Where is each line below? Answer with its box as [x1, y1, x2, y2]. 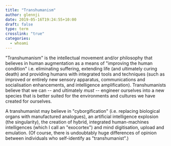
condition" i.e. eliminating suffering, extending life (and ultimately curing [5, 65, 158, 71]
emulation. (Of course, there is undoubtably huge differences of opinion [5, 130, 157, 136]
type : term [5, 27, 29, 32]
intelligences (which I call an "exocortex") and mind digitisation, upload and [5, 124, 164, 130]
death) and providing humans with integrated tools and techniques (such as [5, 71, 165, 77]
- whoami [10, 41, 29, 46]
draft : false [5, 21, 33, 27]
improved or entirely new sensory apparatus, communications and [5, 76, 145, 82]
